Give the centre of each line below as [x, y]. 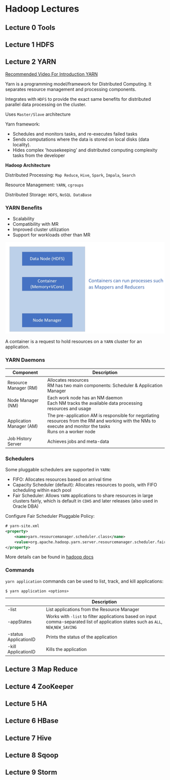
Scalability [23, 219]
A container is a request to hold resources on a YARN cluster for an [74, 342]
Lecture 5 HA [26, 703]
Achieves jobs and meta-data [78, 441]
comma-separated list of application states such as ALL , [104, 622]
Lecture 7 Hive [29, 738]
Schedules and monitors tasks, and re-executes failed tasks [75, 134]
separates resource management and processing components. [71, 89]
